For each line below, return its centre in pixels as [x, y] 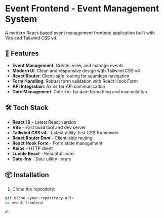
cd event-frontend [24, 203]
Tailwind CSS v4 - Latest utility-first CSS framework [65, 132]
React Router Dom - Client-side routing [52, 138]
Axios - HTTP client [33, 148]
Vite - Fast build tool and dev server [49, 127]
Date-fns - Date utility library [42, 159]
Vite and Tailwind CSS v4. [31, 38]
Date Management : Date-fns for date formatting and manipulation [80, 91]
